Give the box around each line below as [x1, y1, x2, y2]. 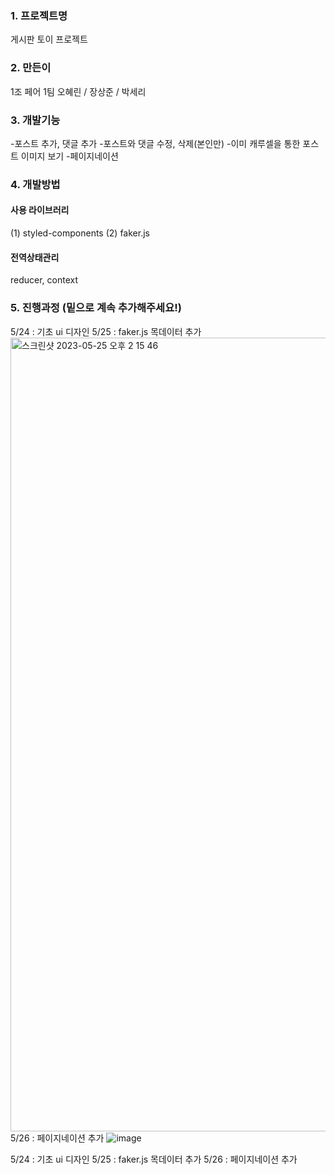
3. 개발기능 [10, 113, 61, 127]
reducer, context [10, 274, 79, 286]
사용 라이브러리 [10, 204, 70, 216]
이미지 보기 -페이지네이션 [20, 150, 119, 162]
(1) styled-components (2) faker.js [10, 227, 150, 239]
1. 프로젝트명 [10, 8, 68, 22]
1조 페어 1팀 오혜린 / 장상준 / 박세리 [10, 85, 147, 97]
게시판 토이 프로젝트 [10, 33, 88, 46]
